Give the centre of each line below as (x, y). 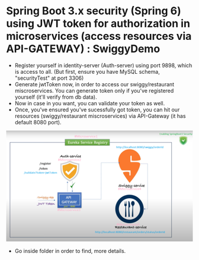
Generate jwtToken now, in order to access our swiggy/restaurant (94, 84)
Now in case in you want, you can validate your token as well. (90, 103)
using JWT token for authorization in (98, 24)
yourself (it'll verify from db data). (56, 97)
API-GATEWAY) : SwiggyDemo (83, 49)
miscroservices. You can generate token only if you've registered (94, 90)
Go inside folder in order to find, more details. (70, 251)
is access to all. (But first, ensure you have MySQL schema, (87, 71)
